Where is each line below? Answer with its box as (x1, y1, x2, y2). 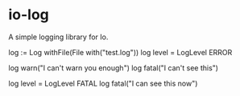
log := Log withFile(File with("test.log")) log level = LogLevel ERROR (8, 47, 233, 57)
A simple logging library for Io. (8, 32, 109, 42)
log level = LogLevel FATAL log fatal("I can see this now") (8, 78, 198, 88)
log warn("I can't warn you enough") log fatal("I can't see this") (8, 62, 219, 73)
